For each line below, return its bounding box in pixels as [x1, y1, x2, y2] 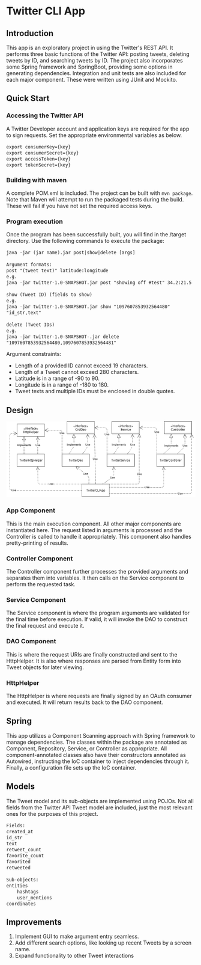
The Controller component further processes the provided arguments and [6, 568, 189, 575]
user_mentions [17, 895, 52, 901]
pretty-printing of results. [6, 539, 69, 547]
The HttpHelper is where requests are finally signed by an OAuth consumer [6, 693, 192, 700]
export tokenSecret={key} [6, 162, 71, 168]
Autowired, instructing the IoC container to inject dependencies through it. [6, 758, 190, 765]
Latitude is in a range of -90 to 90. [14, 375, 100, 382]
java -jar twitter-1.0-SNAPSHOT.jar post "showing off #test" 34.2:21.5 [6, 280, 192, 286]
